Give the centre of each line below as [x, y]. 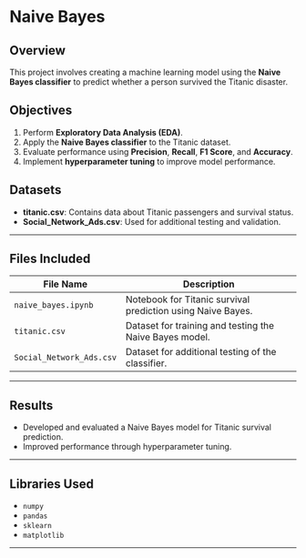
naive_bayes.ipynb [54, 305]
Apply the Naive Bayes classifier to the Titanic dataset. [127, 142]
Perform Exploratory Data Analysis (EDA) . [103, 132]
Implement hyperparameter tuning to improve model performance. [149, 161]
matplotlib [43, 536]
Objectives [41, 111]
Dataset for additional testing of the [201, 352]
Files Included [50, 259]
